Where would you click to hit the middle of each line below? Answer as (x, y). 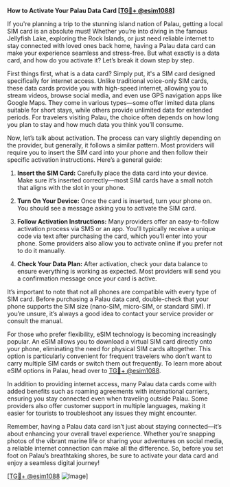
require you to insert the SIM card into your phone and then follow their (107, 152)
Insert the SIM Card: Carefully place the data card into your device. (112, 173)
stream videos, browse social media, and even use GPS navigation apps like (114, 95)
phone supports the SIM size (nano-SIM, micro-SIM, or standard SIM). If (109, 306)
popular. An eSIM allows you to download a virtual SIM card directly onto (110, 342)
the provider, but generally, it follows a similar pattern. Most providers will (111, 145)
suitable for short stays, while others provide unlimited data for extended (110, 110)
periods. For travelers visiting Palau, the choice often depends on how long (113, 117)
